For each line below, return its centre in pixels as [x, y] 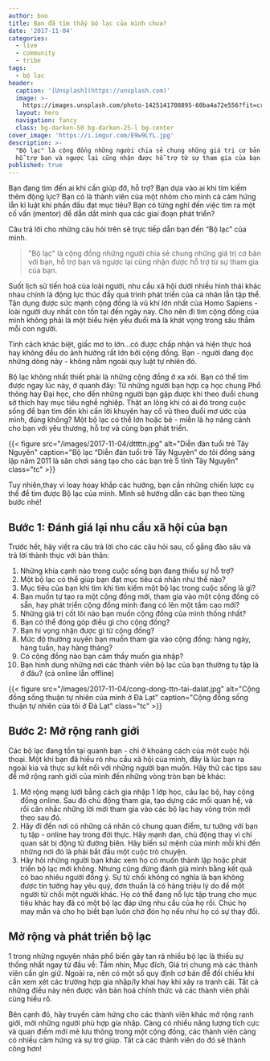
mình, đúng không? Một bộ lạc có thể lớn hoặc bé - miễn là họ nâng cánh [129, 420]
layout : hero [37, 113]
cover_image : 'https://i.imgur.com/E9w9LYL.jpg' [91, 135]
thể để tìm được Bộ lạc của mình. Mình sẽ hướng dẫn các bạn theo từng [127, 494]
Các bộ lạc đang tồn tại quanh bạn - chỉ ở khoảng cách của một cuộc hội [129, 750]
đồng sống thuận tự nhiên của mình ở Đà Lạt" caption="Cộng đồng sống [129, 697]
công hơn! [25, 1048]
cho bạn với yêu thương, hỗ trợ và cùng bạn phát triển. [98, 428]
